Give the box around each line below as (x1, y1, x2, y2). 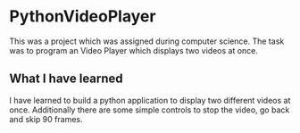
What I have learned (9, 71, 123, 87)
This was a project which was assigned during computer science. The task (9, 36, 285, 46)
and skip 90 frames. (9, 113, 83, 124)
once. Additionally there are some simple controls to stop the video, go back (9, 104, 290, 115)
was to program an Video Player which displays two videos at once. (9, 45, 259, 55)
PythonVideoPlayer (9, 6, 156, 27)
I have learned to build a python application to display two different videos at (9, 95, 291, 105)
